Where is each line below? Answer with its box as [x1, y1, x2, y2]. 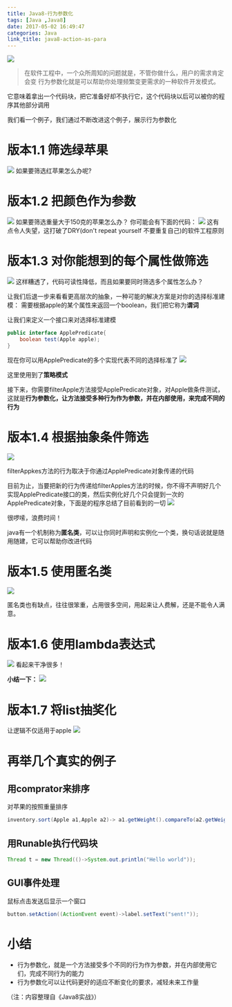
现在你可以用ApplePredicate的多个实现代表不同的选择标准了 [7, 356, 178, 364]
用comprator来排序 [7, 782, 90, 794]
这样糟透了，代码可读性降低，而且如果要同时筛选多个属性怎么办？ [15, 277, 204, 286]
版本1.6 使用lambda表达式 [7, 636, 155, 652]
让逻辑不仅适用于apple [7, 726, 72, 735]
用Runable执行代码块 [7, 837, 98, 849]
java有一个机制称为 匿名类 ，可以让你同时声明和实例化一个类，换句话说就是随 [7, 528, 224, 536]
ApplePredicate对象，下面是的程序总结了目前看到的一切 [7, 498, 166, 507]
